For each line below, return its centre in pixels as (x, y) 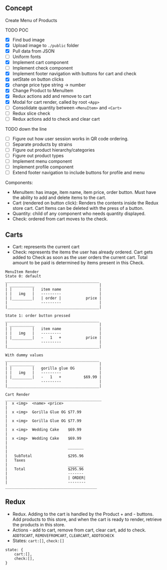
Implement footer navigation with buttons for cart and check (74, 74)
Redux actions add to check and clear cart (56, 119)
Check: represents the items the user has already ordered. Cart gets (83, 252)
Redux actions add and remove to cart (52, 96)
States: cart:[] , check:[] (38, 540)
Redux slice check (31, 113)
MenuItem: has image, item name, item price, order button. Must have (84, 192)
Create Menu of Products (31, 20)
